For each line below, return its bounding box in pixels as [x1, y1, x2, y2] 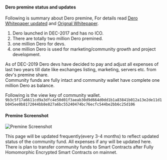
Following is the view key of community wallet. [5, 92, 101, 98]
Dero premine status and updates [5, 4, 76, 10]
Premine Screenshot [5, 112, 49, 118]
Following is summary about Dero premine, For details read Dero [5, 15, 138, 21]
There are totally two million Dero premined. [12, 36, 103, 42]
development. [12, 52, 41, 58]
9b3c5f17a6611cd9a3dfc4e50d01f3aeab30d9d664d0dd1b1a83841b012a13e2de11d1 [5, 98, 162, 103]
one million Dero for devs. [12, 41, 66, 47]
